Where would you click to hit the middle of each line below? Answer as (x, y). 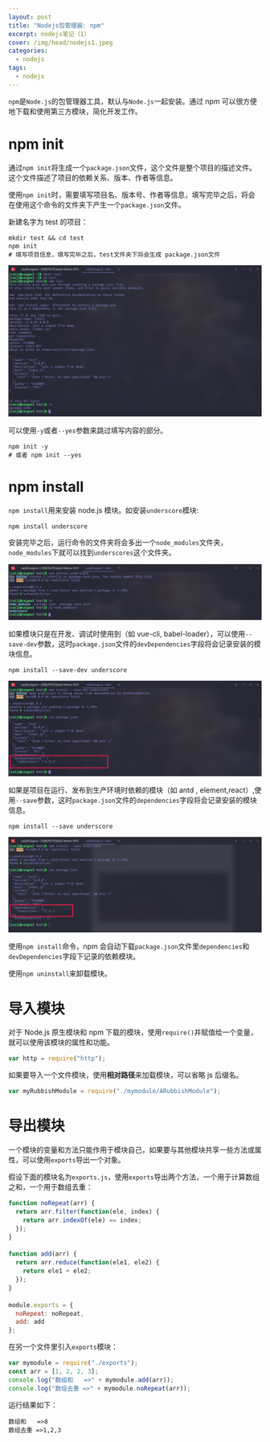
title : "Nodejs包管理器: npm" (56, 25)
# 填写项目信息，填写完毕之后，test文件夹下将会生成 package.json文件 (115, 254)
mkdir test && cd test (46, 238)
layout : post (30, 17)
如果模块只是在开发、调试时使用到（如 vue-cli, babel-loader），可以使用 (127, 633)
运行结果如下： (33, 1405)
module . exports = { (41, 1305)
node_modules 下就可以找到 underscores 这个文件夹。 (92, 552)
